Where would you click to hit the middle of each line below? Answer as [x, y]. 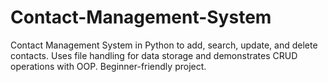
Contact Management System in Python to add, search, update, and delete [164, 45]
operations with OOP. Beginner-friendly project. [108, 66]
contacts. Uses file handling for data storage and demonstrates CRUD [154, 55]
